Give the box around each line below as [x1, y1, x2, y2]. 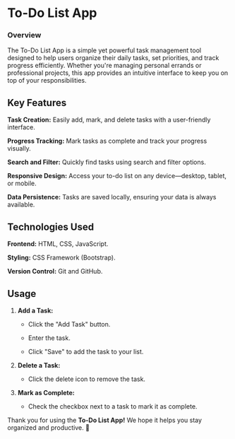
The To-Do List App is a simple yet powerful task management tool [7, 46, 202, 54]
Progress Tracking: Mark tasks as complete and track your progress [7, 136, 207, 146]
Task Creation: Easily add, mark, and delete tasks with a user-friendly [7, 115, 211, 124]
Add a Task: [17, 306, 54, 315]
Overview [7, 30, 42, 40]
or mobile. [7, 179, 37, 188]
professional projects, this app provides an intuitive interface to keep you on [7, 69, 229, 77]
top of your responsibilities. [7, 76, 87, 85]
